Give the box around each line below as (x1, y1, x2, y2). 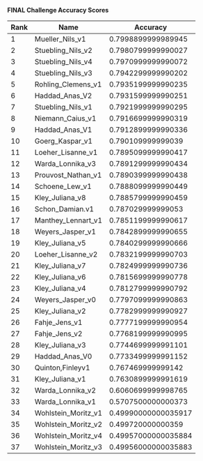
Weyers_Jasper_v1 (34, 227, 96, 236)
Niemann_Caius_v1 (34, 114, 97, 123)
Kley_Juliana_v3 (34, 340, 86, 349)
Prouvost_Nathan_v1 (34, 170, 102, 180)
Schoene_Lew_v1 (34, 181, 92, 191)
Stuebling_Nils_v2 (34, 45, 92, 55)
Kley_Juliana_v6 (34, 272, 86, 282)
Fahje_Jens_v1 (34, 317, 83, 327)
